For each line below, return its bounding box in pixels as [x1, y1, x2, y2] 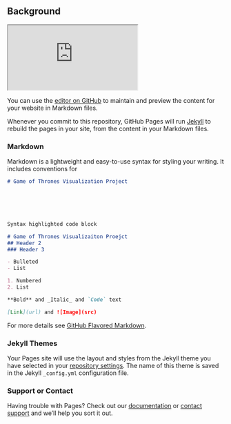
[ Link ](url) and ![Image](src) [7, 309, 97, 316]
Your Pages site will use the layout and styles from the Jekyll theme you [7, 354, 212, 363]
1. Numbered [7, 278, 41, 285]
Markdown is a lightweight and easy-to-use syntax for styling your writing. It [7, 157, 224, 166]
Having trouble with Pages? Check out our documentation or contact [7, 402, 202, 410]
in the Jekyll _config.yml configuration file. [7, 369, 129, 377]
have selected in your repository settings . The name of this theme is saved [7, 362, 219, 370]
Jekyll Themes [7, 338, 58, 348]
